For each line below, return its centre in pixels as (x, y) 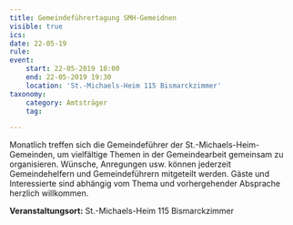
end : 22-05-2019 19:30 (69, 77)
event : (22, 60)
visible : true (36, 26)
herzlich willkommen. (49, 193)
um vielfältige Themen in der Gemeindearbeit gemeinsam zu (170, 155)
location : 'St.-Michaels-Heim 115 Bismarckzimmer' (124, 86)
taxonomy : (28, 94)
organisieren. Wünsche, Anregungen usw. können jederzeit (121, 164)
